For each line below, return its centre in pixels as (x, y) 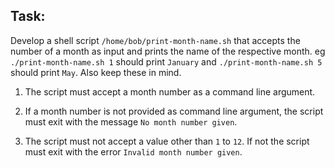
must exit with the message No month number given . (131, 121)
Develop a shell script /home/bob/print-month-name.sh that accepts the (155, 40)
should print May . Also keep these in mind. (96, 72)
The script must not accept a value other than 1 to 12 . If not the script (167, 141)
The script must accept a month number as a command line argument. (170, 91)
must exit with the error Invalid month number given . (133, 151)
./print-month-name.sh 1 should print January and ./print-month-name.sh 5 (166, 61)
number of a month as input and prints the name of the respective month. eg (168, 51)
